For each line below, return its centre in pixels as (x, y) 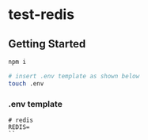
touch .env (26, 83)
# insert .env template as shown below (74, 76)
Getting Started (47, 44)
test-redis (42, 15)
